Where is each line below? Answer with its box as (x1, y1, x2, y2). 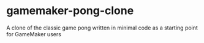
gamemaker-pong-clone (6, 4, 134, 18)
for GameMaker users (6, 30, 61, 37)
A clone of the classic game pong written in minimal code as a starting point (6, 24, 198, 31)
